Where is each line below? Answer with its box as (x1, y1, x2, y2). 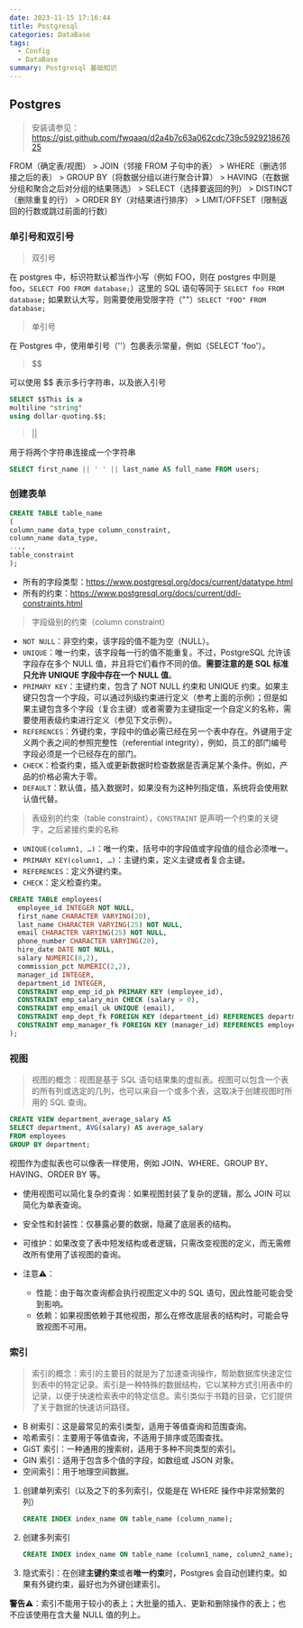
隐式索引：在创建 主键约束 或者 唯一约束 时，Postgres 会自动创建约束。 (22, 1567, 280, 1578)
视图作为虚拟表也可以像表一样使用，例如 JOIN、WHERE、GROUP (9, 1157, 252, 1168)
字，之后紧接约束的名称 (31, 823, 119, 834)
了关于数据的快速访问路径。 (31, 1402, 135, 1412)
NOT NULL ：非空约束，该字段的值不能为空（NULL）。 (22, 635, 215, 646)
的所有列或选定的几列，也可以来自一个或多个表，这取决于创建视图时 (31, 1086, 285, 1097)
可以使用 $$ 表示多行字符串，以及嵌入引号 (9, 376, 167, 388)
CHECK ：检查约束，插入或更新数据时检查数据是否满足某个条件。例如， (22, 759, 280, 770)
